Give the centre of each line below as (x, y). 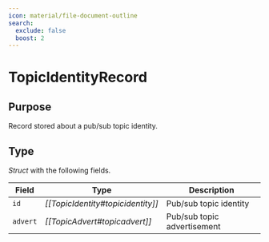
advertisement (193, 227)
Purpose (30, 107)
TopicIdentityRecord (78, 77)
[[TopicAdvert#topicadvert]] (98, 222)
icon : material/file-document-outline (73, 16)
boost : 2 (30, 38)
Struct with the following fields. (60, 171)
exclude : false (41, 30)
